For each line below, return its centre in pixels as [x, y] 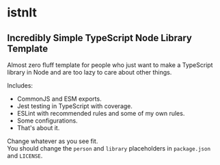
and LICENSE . [25, 156]
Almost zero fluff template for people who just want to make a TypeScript [110, 65]
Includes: [20, 86]
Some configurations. [47, 120]
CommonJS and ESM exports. [59, 99]
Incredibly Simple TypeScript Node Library [100, 38]
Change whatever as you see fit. [53, 141]
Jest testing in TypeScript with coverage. [75, 106]
